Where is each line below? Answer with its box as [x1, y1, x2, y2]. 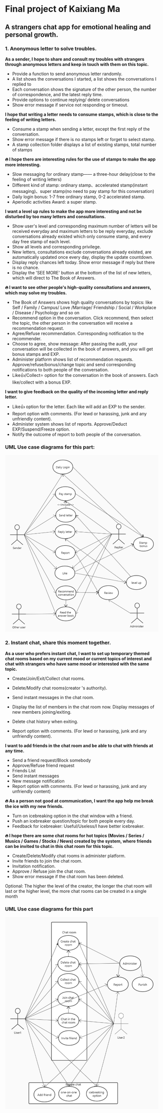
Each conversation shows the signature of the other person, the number [12, 86, 157, 92]
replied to [12, 81, 32, 87]
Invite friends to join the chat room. [12, 858, 83, 864]
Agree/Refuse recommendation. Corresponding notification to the [12, 330, 145, 336]
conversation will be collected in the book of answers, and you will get [12, 346, 153, 352]
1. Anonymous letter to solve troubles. [5, 45, 97, 52]
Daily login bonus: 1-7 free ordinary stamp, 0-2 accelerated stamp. [12, 194, 145, 200]
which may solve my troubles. [5, 289, 67, 296]
